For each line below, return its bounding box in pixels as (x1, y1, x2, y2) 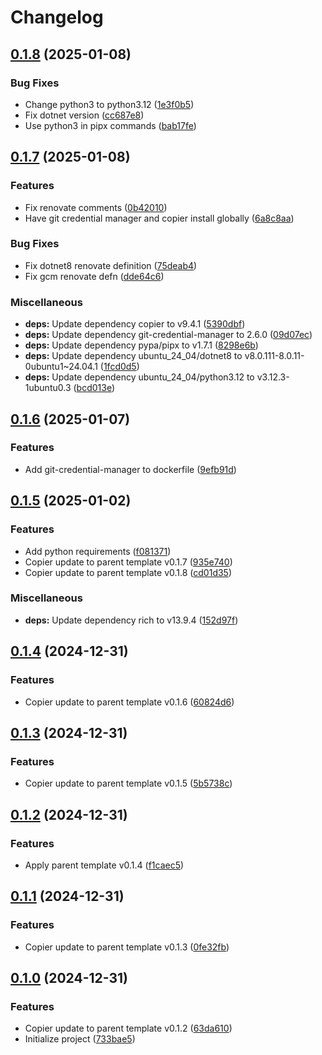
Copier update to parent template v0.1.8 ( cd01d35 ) (24, 566, 233, 578)
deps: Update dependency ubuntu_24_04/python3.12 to (24, 371, 255, 383)
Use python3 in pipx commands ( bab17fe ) (24, 119, 197, 131)
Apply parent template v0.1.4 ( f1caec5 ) (24, 859, 185, 871)
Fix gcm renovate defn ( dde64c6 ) (24, 270, 165, 282)
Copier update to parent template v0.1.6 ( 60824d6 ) (24, 696, 235, 708)
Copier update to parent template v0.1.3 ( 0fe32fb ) (24, 941, 230, 953)
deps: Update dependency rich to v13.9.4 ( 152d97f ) (24, 614, 239, 626)
